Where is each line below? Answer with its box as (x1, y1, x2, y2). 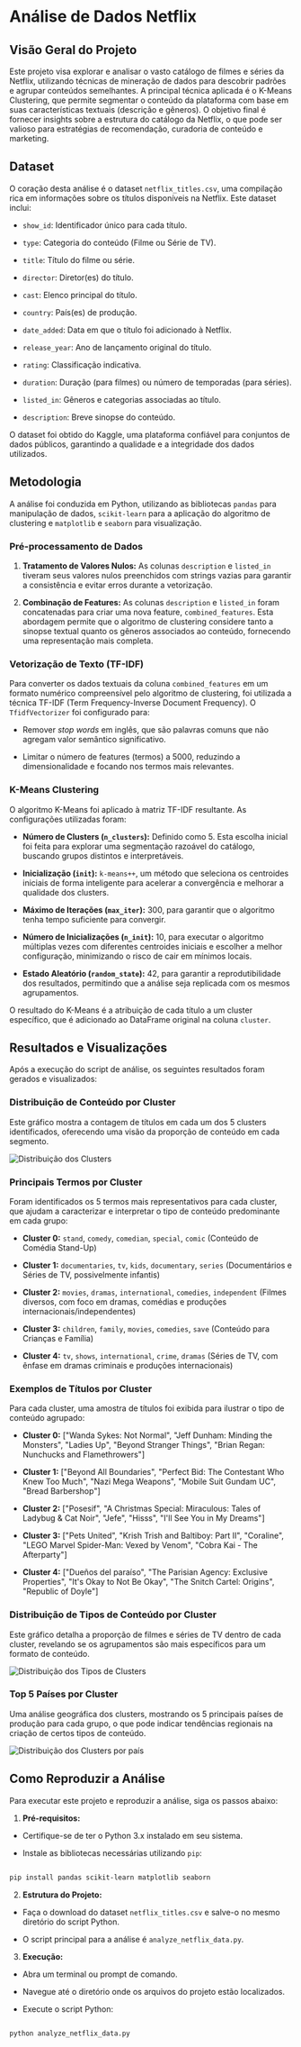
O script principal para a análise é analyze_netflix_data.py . (22, 1933, 244, 1944)
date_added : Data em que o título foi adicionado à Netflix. (22, 324, 232, 335)
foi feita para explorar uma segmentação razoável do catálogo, (22, 841, 256, 851)
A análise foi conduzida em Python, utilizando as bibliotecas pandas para (9, 498, 277, 509)
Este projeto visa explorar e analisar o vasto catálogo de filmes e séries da (9, 66, 285, 77)
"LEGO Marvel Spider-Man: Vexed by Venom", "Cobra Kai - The (22, 1540, 258, 1551)
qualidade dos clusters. (22, 887, 110, 897)
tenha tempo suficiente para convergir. (22, 914, 166, 924)
